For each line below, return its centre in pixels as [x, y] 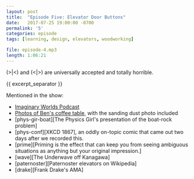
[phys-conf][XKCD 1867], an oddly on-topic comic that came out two [99, 132]
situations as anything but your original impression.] [78, 151]
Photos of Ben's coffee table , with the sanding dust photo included [96, 113]
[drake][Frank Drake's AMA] [49, 170]
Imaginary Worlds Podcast [47, 107]
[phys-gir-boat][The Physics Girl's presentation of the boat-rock [93, 119]
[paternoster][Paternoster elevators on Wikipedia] [76, 163]
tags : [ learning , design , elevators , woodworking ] [70, 39]
